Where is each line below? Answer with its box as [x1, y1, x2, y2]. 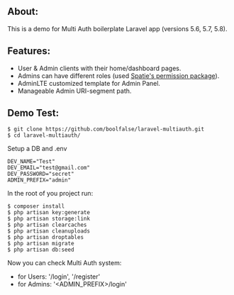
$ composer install [7, 203, 65, 210]
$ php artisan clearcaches [7, 221, 87, 229]
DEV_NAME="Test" [7, 158, 55, 165]
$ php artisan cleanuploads [7, 228, 91, 235]
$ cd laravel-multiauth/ [7, 132, 81, 139]
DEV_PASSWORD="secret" [7, 170, 74, 178]
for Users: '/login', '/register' [17, 272, 101, 281]
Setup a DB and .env [7, 145, 67, 153]
